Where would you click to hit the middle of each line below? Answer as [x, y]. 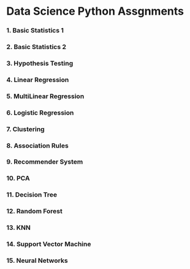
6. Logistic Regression [40, 113]
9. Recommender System [45, 162]
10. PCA [18, 178]
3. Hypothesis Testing [40, 63]
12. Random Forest [35, 211]
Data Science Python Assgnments [95, 11]
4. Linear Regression [38, 80]
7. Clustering [25, 129]
